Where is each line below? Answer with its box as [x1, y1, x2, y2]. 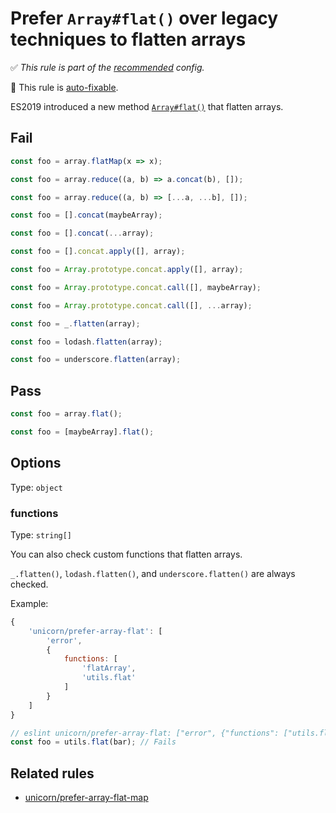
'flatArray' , [81, 663, 137, 674]
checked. [10, 578, 49, 590]
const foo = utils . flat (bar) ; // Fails [10, 737, 177, 747]
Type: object [10, 481, 63, 493]
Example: [10, 597, 49, 609]
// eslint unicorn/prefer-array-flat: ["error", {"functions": [10, 728, 280, 738]
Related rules [10, 765, 95, 782]
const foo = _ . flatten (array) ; [10, 318, 141, 329]
